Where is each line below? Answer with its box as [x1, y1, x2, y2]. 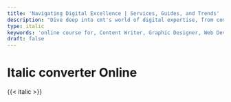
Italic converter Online [7, 65, 137, 81]
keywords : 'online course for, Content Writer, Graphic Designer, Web [7, 29, 214, 36]
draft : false [7, 36, 45, 42]
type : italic [7, 23, 45, 29]
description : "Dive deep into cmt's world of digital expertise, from [7, 16, 214, 23]
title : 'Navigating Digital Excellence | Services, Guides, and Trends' [7, 10, 220, 17]
